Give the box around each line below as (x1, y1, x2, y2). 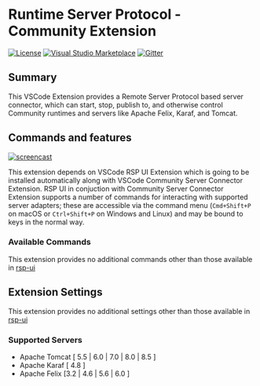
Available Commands (8, 237, 92, 248)
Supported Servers (8, 334, 82, 345)
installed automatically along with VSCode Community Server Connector (8, 175, 244, 185)
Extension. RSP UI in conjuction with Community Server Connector (8, 184, 224, 193)
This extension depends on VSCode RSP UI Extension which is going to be (8, 167, 250, 177)
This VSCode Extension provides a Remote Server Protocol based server (8, 92, 244, 101)
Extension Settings (8, 286, 103, 299)
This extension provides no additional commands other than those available (8, 254, 253, 264)
